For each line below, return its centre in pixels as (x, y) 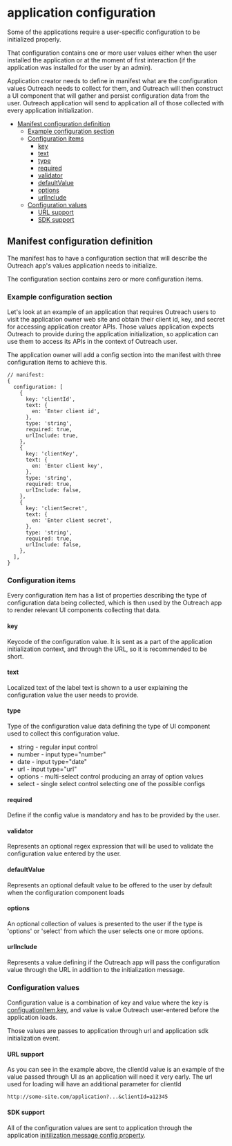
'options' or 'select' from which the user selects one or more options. (105, 931)
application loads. (32, 1018)
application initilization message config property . (77, 1135)
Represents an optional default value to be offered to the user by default (110, 885)
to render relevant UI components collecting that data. (84, 610)
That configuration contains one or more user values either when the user (112, 53)
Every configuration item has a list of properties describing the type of (107, 596)
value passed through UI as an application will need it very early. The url (110, 1077)
